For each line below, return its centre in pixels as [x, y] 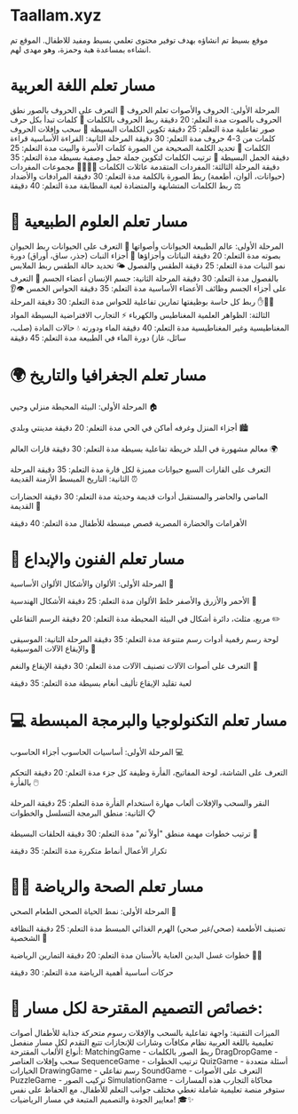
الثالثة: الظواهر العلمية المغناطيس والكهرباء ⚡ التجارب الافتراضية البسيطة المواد [140, 314]
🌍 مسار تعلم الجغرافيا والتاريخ [108, 375]
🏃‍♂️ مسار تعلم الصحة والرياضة [107, 886]
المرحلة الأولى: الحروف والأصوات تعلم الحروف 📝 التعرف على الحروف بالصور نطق [145, 110]
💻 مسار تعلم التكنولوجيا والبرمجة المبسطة [149, 720]
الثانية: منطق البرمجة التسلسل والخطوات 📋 [83, 813]
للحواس [119, 301]
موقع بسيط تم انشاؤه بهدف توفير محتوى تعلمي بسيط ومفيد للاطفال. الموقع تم [139, 40]
